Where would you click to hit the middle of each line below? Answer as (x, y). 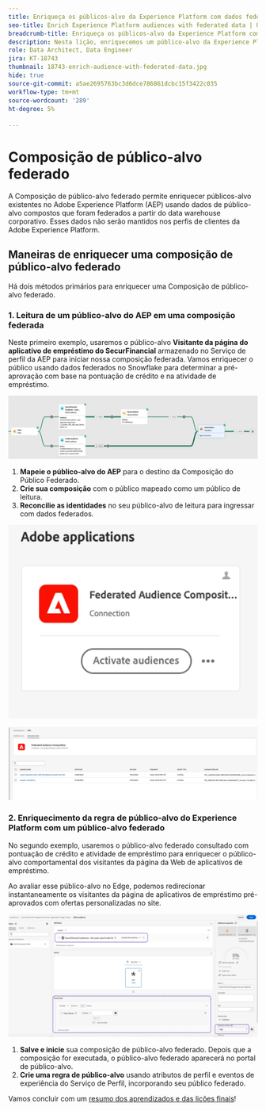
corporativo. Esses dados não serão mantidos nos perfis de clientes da (124, 221)
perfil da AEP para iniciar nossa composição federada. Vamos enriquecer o (131, 359)
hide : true (26, 75)
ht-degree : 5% (32, 109)
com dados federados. (57, 514)
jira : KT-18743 (33, 59)
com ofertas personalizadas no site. (103, 902)
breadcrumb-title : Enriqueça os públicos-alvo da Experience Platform (127, 33)
